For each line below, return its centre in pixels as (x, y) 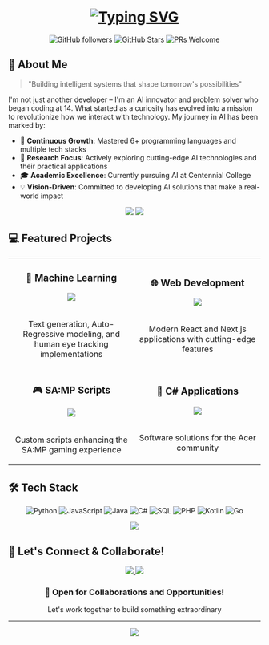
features (197, 349)
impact (52, 196)
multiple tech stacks (53, 149)
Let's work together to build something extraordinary (134, 610)
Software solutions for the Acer (197, 437)
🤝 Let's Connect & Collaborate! (86, 551)
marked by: (27, 125)
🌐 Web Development (198, 283)
